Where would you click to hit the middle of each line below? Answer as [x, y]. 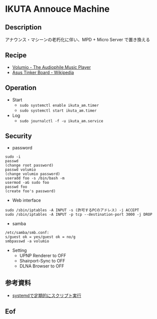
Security [18, 136]
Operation [21, 88]
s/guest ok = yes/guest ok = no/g [40, 237]
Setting [19, 250]
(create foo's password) [30, 191]
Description [23, 27]
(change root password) [29, 166]
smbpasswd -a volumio [27, 241]
